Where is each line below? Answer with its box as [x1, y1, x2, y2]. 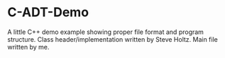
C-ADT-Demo [7, 4, 89, 21]
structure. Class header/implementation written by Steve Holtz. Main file [7, 35, 218, 43]
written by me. [7, 42, 50, 51]
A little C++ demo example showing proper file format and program [7, 28, 204, 36]
